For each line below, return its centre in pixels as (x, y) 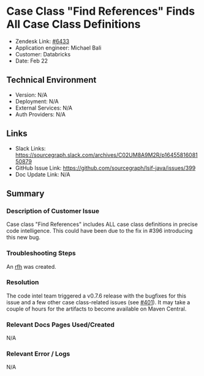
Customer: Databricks (43, 54)
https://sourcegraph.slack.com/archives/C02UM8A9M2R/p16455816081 (106, 155)
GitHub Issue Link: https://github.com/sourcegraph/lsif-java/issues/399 (105, 168)
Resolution (23, 282)
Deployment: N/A (37, 101)
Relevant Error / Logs (38, 354)
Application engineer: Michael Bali (58, 48)
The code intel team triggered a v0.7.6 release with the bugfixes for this (96, 296)
